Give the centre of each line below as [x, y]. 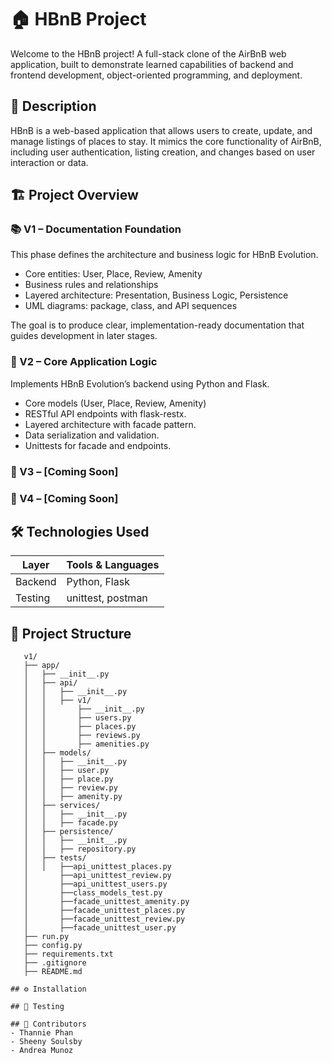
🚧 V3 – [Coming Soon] [64, 471]
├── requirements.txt [68, 954]
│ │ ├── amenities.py [86, 744]
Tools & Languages [113, 565]
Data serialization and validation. [92, 435]
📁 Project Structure [71, 633]
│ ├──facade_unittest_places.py [104, 911]
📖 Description [53, 106]
